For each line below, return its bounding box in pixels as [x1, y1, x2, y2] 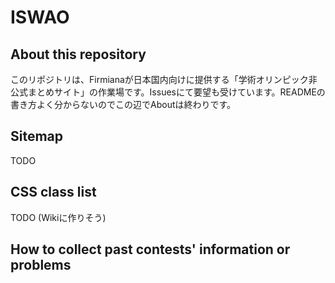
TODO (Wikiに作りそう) [10, 211, 107, 223]
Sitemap [10, 128, 64, 145]
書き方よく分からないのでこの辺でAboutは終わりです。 [10, 99, 237, 110]
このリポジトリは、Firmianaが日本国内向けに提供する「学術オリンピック [10, 74, 309, 85]
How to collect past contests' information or [10, 241, 291, 258]
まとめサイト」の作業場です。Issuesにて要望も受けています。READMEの [27, 86, 326, 98]
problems [10, 257, 72, 274]
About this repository [10, 46, 147, 63]
